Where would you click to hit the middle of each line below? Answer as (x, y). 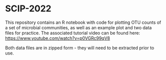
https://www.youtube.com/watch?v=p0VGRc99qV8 (58, 38)
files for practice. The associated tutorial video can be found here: (73, 33)
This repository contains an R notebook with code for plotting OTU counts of (83, 22)
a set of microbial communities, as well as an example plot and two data (79, 27)
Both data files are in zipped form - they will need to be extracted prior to (80, 48)
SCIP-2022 (28, 9)
